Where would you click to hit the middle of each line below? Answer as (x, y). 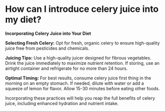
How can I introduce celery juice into (82, 9)
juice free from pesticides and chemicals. (47, 48)
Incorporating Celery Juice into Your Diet (48, 33)
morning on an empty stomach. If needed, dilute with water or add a (75, 83)
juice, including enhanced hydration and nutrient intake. (62, 103)
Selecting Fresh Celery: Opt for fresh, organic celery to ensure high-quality (82, 43)
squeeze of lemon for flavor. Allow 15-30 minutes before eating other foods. (82, 88)
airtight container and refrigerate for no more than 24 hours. (66, 68)
